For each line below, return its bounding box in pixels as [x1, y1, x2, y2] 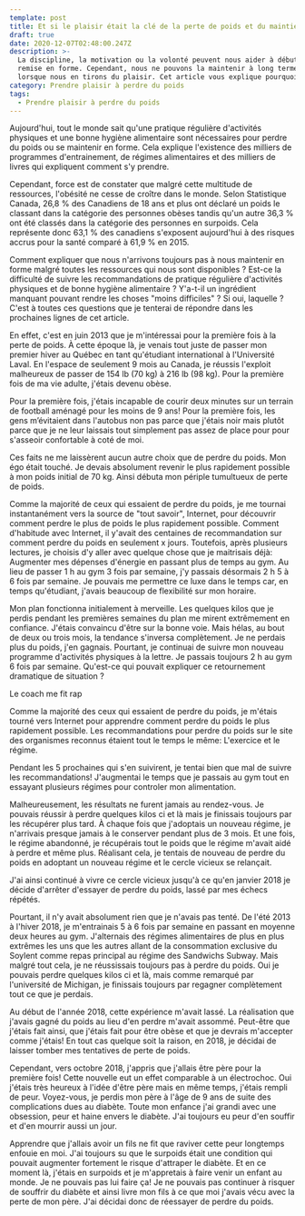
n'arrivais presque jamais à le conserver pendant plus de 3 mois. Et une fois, [9, 828, 296, 839]
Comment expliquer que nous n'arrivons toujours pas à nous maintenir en [9, 254, 285, 265]
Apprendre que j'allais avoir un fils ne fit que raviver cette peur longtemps [9, 1138, 285, 1150]
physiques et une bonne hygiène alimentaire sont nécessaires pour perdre [9, 133, 288, 144]
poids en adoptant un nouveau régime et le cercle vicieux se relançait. [9, 857, 272, 868]
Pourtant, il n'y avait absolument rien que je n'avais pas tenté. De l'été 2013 [9, 912, 291, 922]
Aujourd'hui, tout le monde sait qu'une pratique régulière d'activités [9, 123, 261, 134]
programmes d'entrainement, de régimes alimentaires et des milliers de [9, 152, 276, 163]
